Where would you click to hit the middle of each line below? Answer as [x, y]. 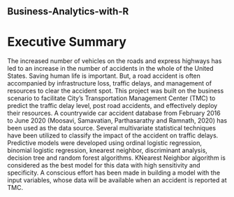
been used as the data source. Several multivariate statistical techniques [112, 128]
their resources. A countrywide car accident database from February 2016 [114, 113]
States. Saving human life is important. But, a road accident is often [104, 76]
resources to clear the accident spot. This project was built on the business [116, 91]
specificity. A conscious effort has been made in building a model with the [114, 173]
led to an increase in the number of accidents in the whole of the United [111, 69]
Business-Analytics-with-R [68, 12]
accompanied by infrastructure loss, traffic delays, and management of [109, 83]
